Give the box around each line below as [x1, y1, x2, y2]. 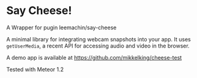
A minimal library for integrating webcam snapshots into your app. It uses [6, 35, 191, 43]
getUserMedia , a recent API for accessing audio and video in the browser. [6, 42, 190, 49]
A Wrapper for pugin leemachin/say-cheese [6, 24, 117, 31]
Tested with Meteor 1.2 [6, 65, 64, 73]
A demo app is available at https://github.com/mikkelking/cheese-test [6, 54, 182, 61]
